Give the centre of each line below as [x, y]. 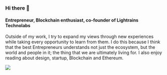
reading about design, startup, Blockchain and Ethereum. [64, 58]
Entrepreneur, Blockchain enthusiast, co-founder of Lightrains [72, 20]
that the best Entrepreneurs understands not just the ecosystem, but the [80, 47]
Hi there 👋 [18, 8]
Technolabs [18, 25]
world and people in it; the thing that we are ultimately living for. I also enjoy [84, 53]
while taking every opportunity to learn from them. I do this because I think [83, 42]
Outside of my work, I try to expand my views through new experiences [79, 37]
